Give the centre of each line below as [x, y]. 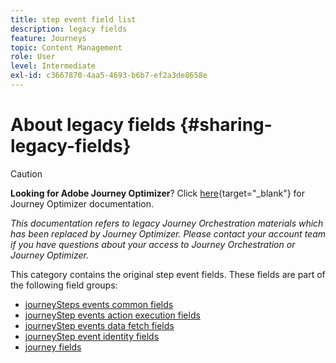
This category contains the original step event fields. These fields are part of [168, 274]
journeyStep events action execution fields [112, 315]
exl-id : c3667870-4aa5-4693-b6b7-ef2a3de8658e [109, 76]
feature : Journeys [48, 38]
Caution [26, 173]
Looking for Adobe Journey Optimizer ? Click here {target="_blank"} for [158, 193]
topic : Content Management [66, 47]
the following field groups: [64, 285]
